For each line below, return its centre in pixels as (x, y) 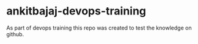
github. (15, 34)
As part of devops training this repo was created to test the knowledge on (99, 28)
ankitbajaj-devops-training (76, 11)
